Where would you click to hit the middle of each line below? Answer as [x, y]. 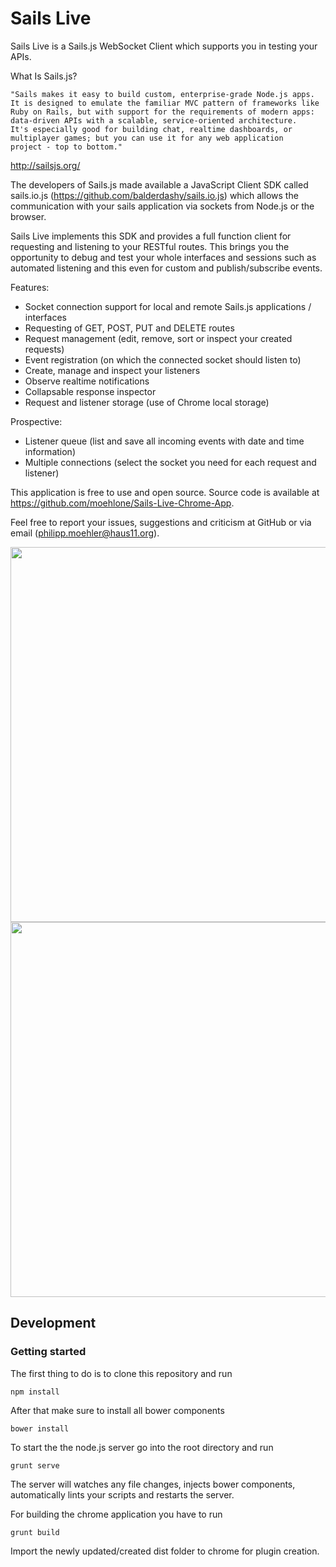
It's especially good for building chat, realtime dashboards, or [151, 129]
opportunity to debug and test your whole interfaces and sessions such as [163, 257]
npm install [35, 1392]
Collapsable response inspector [90, 391]
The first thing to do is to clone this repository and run [121, 1373]
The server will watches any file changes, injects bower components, [153, 1484]
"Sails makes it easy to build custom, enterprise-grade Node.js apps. [162, 94]
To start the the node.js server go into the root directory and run [142, 1447]
